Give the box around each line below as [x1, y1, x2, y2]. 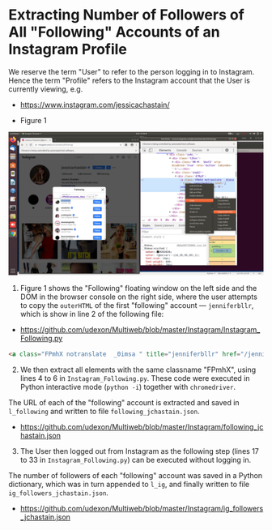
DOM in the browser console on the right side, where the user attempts [19, 292, 257, 301]
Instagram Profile [8, 41, 128, 58]
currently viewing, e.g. [8, 83, 83, 94]
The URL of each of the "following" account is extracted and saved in [8, 398, 240, 408]
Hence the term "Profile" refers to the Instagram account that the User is [8, 75, 251, 85]
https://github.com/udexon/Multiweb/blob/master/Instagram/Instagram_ [19, 325, 261, 335]
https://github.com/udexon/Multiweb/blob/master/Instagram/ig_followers [19, 504, 264, 514]
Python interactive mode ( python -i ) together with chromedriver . [19, 383, 236, 392]
